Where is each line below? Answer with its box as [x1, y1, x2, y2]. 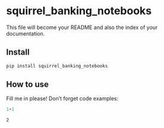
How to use [6, 79, 49, 89]
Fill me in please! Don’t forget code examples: [6, 95, 119, 102]
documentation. [6, 30, 45, 37]
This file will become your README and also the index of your [6, 24, 158, 31]
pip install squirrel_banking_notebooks [6, 63, 109, 69]
